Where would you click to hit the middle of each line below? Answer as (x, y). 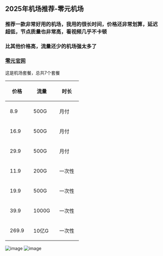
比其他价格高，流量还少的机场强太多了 (51, 46)
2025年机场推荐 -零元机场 (44, 9)
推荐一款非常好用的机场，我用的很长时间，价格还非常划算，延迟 (81, 24)
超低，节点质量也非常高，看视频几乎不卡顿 (56, 32)
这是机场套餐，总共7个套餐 (33, 73)
